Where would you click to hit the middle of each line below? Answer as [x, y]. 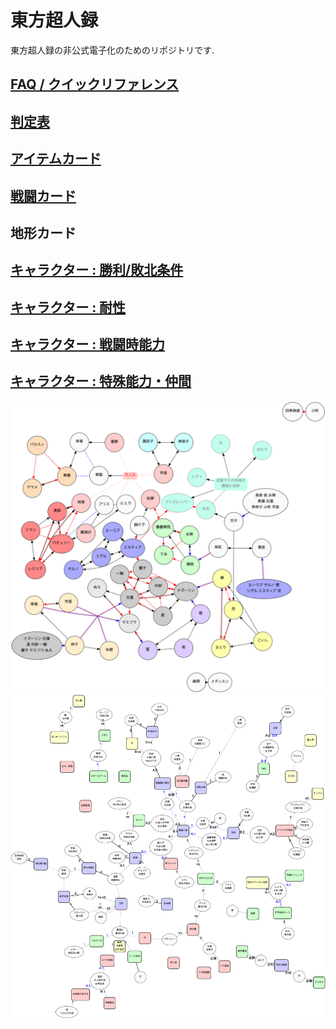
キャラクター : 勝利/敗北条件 [97, 270]
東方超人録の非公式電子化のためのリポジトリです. [112, 50]
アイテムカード [56, 159]
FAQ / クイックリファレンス [95, 84]
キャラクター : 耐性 [68, 307]
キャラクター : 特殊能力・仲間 [101, 381]
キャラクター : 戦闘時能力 [88, 344]
